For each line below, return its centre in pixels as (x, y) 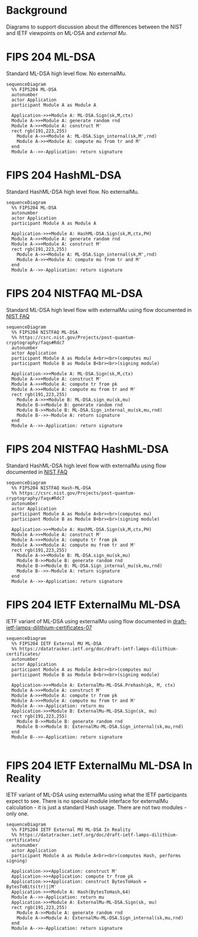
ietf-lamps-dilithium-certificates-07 (49, 627)
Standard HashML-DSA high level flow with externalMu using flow (86, 466)
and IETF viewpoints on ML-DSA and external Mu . (67, 33)
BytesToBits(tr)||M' (32, 887)
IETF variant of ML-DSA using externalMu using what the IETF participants (97, 795)
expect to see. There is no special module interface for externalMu (87, 801)
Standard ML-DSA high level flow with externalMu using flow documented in (99, 310)
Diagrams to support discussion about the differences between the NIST (94, 27)
